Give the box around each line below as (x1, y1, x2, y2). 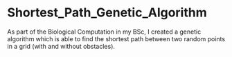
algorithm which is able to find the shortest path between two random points (7, 34, 226, 43)
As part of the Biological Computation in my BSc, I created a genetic (7, 27, 202, 36)
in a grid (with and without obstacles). (7, 42, 116, 50)
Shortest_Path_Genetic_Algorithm (7, 5, 208, 21)
